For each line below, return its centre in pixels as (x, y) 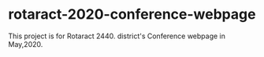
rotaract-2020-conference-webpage (132, 14)
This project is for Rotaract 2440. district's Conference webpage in (117, 36)
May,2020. (26, 44)
